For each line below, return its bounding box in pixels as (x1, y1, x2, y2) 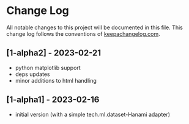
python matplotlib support (15, 64, 81, 71)
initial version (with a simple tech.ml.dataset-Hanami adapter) (15, 111, 170, 118)
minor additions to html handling (15, 77, 97, 84)
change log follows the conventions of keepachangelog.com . (6, 30, 160, 37)
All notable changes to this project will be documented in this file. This (6, 24, 183, 31)
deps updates (15, 71, 50, 78)
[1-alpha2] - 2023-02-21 (6, 48, 102, 58)
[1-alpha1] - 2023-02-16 (6, 95, 100, 105)
